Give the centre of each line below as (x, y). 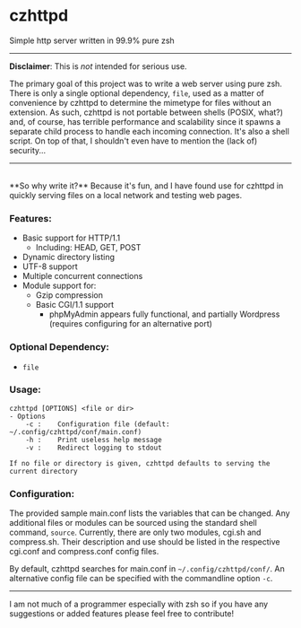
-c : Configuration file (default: (98, 424)
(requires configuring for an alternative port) (131, 324)
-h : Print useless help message (94, 440)
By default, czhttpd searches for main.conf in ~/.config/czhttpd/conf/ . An (147, 569)
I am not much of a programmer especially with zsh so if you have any (139, 604)
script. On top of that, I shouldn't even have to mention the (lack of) (133, 141)
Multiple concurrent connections (82, 276)
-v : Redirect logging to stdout (94, 448)
